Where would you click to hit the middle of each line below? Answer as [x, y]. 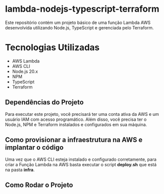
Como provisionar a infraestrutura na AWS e [74, 140]
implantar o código [34, 148]
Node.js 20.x [25, 71]
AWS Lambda [26, 61]
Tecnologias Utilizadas [52, 48]
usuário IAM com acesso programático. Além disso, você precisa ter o [76, 119]
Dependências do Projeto [45, 102]
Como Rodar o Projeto [39, 185]
